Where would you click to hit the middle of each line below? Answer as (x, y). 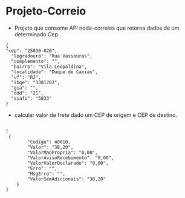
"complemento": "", (36, 61)
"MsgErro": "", (47, 174)
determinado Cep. (37, 34)
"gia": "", (25, 88)
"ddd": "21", (28, 93)
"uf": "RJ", (26, 77)
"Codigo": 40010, (49, 142)
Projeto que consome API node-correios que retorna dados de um (97, 28)
